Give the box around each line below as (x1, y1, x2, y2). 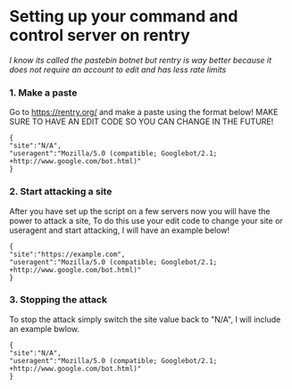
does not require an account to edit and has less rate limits (9, 64, 227, 75)
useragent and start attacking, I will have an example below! (9, 225, 230, 236)
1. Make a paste (9, 87, 78, 99)
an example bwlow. (9, 323, 80, 334)
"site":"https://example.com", (9, 250, 126, 259)
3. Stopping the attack (9, 294, 107, 306)
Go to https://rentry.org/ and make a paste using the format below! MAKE (9, 107, 279, 118)
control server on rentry (9, 25, 190, 46)
